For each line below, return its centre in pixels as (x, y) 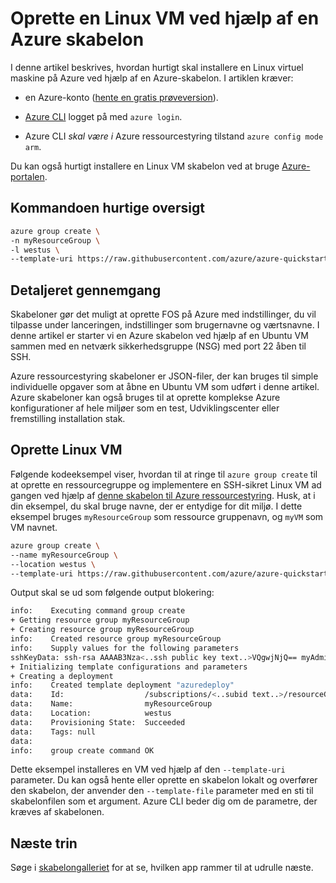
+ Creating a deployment (62, 676)
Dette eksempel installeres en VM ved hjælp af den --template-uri (148, 769)
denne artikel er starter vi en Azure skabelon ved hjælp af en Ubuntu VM (159, 336)
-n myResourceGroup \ (55, 240)
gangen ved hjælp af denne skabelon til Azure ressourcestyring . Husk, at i (163, 495)
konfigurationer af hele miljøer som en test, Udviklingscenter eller (145, 408)
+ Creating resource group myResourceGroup (102, 630)
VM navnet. (34, 527)
